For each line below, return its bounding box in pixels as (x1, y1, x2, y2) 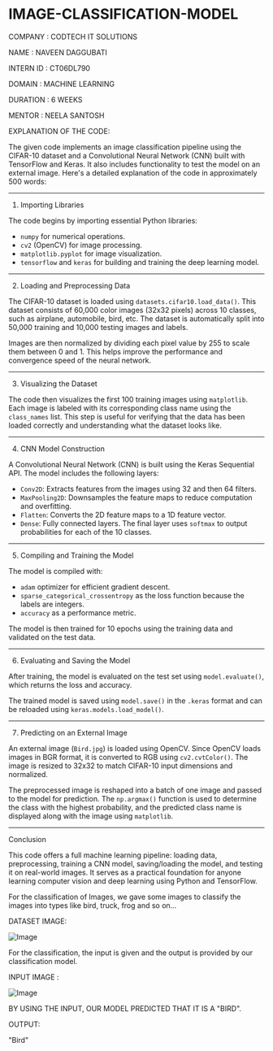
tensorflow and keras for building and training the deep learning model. (19, 257, 260, 267)
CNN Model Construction (19, 444, 106, 454)
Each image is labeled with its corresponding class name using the (8, 403, 232, 413)
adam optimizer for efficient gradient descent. (19, 582, 171, 592)
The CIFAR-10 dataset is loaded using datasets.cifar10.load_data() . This (8, 296, 257, 306)
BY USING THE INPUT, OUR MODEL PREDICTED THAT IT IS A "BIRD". (8, 1003, 242, 1013)
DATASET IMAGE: (8, 916, 67, 926)
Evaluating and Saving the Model (19, 655, 131, 665)
